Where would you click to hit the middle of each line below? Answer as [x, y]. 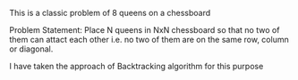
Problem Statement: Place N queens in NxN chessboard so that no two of [145, 30]
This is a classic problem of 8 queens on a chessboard [110, 13]
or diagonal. [31, 49]
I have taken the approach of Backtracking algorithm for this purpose [136, 66]
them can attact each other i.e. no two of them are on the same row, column [149, 40]
